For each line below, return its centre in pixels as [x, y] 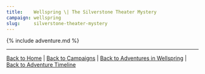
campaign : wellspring [34, 18]
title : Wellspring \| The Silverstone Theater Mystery [81, 12]
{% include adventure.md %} [43, 41]
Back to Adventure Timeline [41, 65]
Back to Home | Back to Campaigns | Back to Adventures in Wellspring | [97, 58]
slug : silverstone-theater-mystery [57, 23]
